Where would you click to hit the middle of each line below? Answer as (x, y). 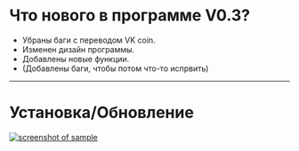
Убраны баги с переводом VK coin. (89, 40)
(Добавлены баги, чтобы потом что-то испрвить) (115, 68)
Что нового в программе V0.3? (130, 16)
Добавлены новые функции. (76, 59)
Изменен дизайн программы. (78, 49)
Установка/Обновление (101, 113)
